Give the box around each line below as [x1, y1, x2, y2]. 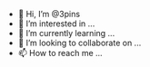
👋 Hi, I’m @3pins [17, 9, 80, 19]
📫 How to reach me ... [17, 48, 103, 58]
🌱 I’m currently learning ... [17, 28, 115, 38]
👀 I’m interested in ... [17, 18, 95, 29]
